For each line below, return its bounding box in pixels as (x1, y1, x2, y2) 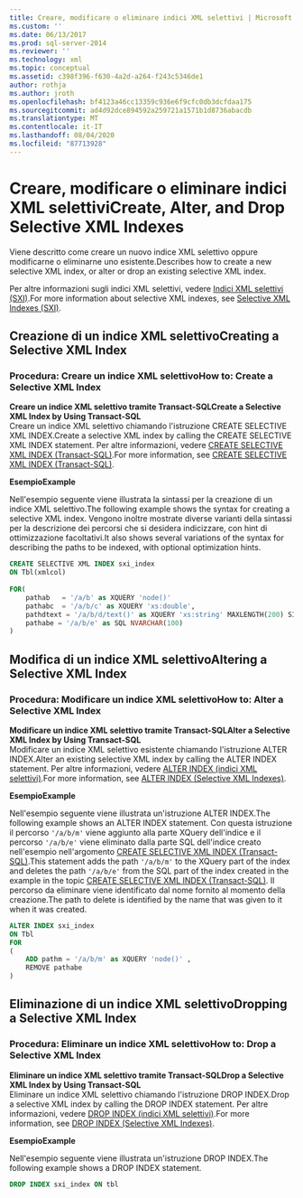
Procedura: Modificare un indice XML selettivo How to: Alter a (9, 693, 284, 706)
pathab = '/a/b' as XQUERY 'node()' (25, 593, 171, 602)
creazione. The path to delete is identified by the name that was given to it (9, 894, 282, 904)
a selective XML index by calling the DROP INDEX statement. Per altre (9, 1099, 269, 1109)
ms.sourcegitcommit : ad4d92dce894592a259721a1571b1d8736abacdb (9, 106, 252, 115)
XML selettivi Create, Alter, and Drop (9, 197, 286, 218)
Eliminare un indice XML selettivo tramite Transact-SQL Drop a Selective (9, 1070, 284, 1081)
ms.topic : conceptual (9, 64, 91, 73)
